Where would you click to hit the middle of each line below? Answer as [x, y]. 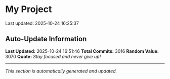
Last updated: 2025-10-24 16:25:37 [42, 23]
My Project [29, 9]
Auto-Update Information [46, 39]
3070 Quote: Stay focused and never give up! [53, 56]
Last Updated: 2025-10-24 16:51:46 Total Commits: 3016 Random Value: [82, 51]
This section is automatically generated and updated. [61, 71]
